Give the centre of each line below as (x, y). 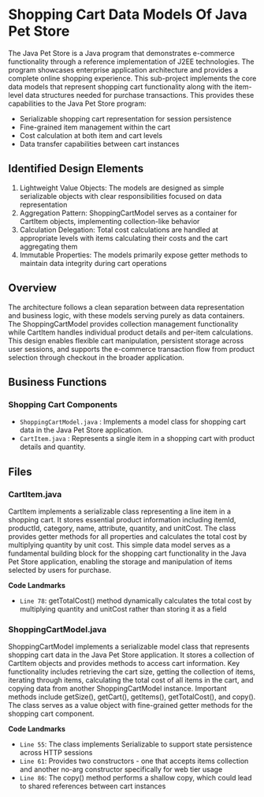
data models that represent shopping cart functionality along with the (121, 86)
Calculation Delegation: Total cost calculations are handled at (119, 230)
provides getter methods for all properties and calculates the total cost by (128, 536)
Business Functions (58, 382)
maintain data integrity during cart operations (93, 263)
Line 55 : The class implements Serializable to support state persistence (136, 744)
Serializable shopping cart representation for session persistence (126, 118)
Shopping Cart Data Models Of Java (128, 15)
